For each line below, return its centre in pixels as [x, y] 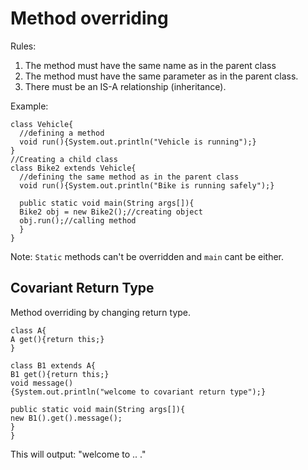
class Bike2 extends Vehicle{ [73, 168]
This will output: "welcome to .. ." [78, 454]
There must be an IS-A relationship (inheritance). [125, 86]
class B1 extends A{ [53, 365]
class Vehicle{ [42, 124]
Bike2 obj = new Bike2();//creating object [111, 212]
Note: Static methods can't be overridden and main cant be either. [147, 256]
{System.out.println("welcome [73, 392]
